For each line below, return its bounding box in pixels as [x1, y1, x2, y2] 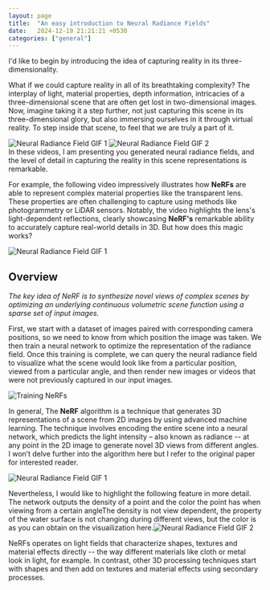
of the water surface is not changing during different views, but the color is [8, 514, 257, 524]
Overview [8, 270, 59, 284]
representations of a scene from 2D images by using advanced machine [8, 415, 247, 424]
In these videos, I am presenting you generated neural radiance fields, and [8, 147, 255, 157]
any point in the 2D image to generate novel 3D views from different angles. [8, 440, 259, 450]
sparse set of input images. [8, 309, 100, 318]
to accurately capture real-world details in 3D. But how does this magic [8, 223, 243, 232]
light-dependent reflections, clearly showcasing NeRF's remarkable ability [8, 214, 255, 223]
